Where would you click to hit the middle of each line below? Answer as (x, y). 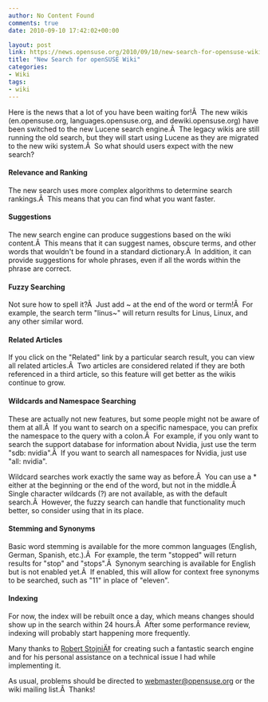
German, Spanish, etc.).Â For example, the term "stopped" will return (122, 555)
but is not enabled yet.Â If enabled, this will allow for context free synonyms (134, 571)
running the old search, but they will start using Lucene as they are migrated (134, 137)
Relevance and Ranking (48, 173)
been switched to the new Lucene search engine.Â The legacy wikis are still (134, 129)
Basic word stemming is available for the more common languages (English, (133, 546)
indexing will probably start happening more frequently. (99, 633)
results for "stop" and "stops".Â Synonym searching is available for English (132, 563)
